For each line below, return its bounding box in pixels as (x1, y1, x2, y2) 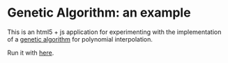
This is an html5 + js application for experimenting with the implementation (7, 28, 222, 36)
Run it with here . (7, 48, 54, 57)
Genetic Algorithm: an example (7, 5, 191, 21)
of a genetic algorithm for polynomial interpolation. (7, 35, 153, 43)
